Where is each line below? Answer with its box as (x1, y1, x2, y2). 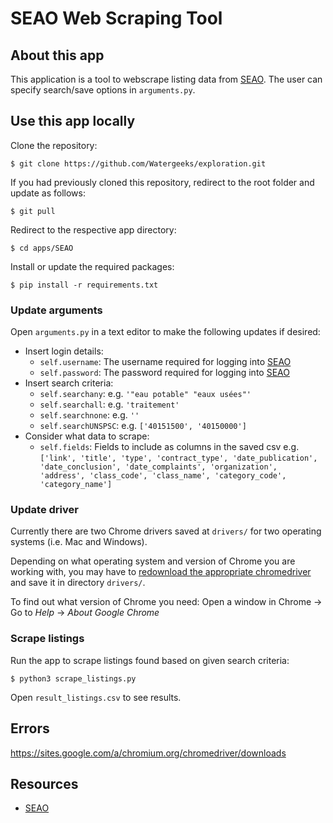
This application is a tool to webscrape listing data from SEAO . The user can (10, 73, 323, 85)
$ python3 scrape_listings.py (10, 673, 137, 684)
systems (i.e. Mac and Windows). (10, 536, 148, 548)
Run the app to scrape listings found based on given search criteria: (10, 654, 290, 666)
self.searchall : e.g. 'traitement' (39, 398, 180, 411)
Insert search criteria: (24, 377, 114, 389)
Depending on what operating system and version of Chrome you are (10, 555, 296, 567)
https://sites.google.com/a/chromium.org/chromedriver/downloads (10, 747, 287, 759)
